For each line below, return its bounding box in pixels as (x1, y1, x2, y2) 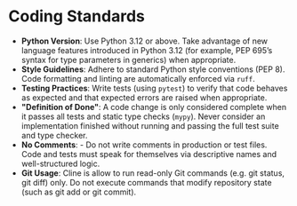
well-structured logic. (20, 158, 100, 169)
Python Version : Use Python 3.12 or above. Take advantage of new (20, 36, 269, 46)
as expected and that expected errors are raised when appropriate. (20, 91, 268, 103)
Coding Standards (8, 6, 146, 27)
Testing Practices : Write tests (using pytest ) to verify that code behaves (20, 83, 288, 93)
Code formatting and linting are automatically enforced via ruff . (20, 73, 255, 83)
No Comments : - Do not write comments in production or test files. (20, 139, 268, 150)
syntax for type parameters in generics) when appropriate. (20, 54, 237, 65)
